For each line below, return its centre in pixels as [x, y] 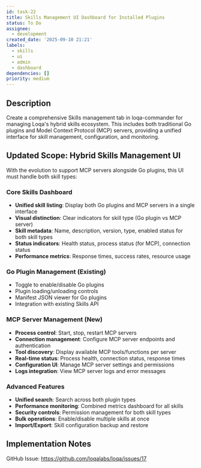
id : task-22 [21, 12]
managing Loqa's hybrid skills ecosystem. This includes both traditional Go [99, 124]
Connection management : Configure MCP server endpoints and [95, 339]
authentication [33, 345]
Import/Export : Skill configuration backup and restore [82, 425]
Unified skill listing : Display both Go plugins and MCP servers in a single [105, 205]
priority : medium [28, 79]
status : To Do [24, 23]
